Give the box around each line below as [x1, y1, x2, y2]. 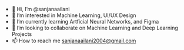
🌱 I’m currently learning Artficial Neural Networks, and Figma [11, 18, 159, 25]
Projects [11, 31, 32, 38]
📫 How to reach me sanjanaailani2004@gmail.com [11, 37, 136, 44]
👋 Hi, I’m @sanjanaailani [11, 6, 70, 12]
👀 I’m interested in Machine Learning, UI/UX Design [11, 12, 136, 19]
